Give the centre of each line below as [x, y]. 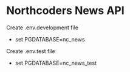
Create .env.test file [31, 51]
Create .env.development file [43, 27]
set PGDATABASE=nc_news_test [56, 63]
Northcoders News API [65, 11]
